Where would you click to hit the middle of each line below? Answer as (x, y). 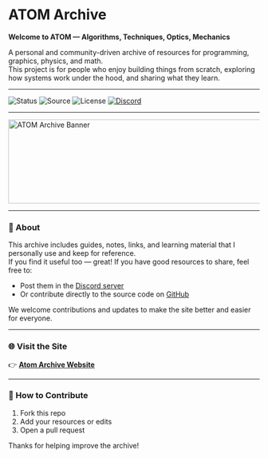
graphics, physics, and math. (56, 61)
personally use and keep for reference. (72, 253)
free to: (20, 270)
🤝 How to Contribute (48, 396)
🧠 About (24, 227)
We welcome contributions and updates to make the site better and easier (130, 310)
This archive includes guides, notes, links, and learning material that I (122, 245)
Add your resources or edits (66, 421)
